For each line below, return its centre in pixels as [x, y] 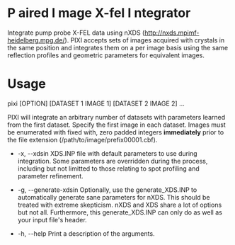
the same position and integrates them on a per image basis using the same [118, 47]
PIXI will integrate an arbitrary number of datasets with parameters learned [116, 117]
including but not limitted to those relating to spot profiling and [108, 169]
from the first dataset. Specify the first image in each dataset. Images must [117, 125]
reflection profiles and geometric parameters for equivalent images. [106, 55]
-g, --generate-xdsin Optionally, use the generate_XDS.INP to [107, 190]
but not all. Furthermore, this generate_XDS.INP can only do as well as [120, 212]
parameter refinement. [50, 176]
